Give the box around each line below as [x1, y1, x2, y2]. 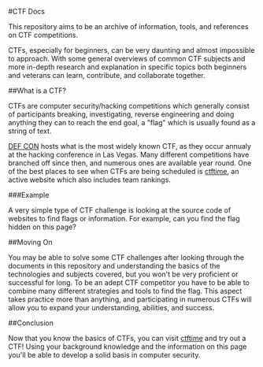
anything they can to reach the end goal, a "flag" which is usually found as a [8, 118, 256, 127]
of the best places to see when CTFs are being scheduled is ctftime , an [8, 167, 239, 176]
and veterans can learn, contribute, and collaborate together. [8, 71, 206, 80]
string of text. [8, 126, 52, 135]
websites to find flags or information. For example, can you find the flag [8, 214, 240, 223]
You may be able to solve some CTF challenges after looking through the [8, 253, 244, 262]
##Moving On [8, 238, 53, 247]
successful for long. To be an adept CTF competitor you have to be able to [8, 278, 250, 287]
